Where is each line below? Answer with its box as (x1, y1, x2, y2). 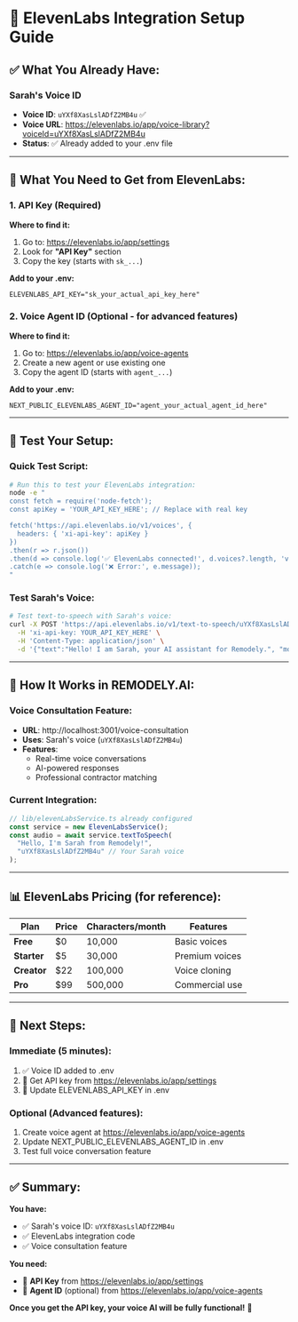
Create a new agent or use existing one (21, 357, 166, 368)
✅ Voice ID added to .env (21, 1065, 114, 1076)
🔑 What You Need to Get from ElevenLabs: (9, 172, 246, 187)
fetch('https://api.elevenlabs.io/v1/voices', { (9, 522, 192, 530)
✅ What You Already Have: (9, 62, 161, 77)
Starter (13, 950, 44, 962)
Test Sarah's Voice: (9, 592, 95, 604)
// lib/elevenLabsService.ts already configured (9, 814, 192, 823)
